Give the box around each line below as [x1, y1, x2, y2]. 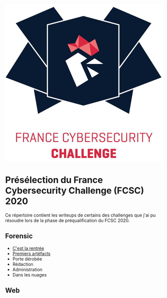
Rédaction [12, 261, 33, 267]
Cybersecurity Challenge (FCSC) [5, 185, 145, 196]
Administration [12, 266, 43, 272]
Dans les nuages [12, 271, 47, 277]
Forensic [5, 232, 33, 240]
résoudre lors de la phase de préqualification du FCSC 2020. [5, 217, 130, 223]
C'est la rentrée [12, 245, 44, 251]
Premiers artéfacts [12, 250, 51, 256]
